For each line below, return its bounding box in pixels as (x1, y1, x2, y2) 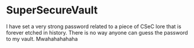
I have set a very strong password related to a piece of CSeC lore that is (6, 23, 182, 30)
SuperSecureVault (6, 4, 98, 17)
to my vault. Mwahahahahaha (6, 35, 78, 42)
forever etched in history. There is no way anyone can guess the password (6, 29, 188, 36)
